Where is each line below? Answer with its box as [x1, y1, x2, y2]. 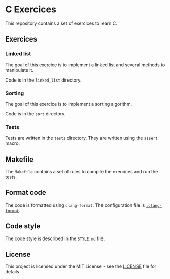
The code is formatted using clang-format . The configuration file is [5, 202, 145, 208]
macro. [5, 140, 20, 146]
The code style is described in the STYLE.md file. [5, 235, 105, 242]
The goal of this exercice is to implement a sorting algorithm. [5, 101, 132, 107]
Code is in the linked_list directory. [5, 77, 82, 83]
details [5, 269, 19, 275]
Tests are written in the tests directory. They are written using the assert [5, 135, 158, 141]
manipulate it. [5, 67, 34, 73]
